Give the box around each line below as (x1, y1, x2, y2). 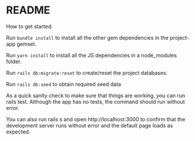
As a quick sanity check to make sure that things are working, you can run (6, 92, 186, 99)
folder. (6, 58, 22, 65)
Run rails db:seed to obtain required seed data (6, 80, 122, 88)
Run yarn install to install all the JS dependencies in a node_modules (6, 51, 177, 59)
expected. (6, 128, 31, 135)
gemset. (16, 40, 37, 47)
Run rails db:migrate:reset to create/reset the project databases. (6, 69, 168, 76)
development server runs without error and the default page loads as (6, 122, 173, 129)
